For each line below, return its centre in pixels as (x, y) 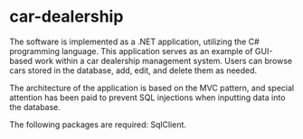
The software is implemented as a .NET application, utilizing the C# (134, 42)
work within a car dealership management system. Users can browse (164, 60)
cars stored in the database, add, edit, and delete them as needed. (133, 70)
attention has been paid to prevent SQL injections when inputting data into (147, 97)
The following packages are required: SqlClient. (98, 125)
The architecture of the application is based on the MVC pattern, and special (152, 88)
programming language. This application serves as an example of (131, 51)
